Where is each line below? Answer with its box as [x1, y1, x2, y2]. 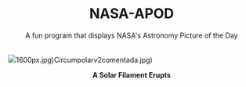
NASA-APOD [89, 5, 175, 23]
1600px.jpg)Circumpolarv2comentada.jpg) [16, 55, 153, 64]
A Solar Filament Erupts [92, 70, 171, 79]
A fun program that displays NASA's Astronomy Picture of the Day [25, 31, 238, 40]
